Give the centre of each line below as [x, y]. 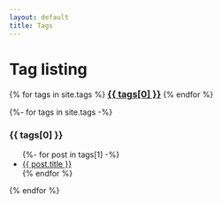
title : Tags [31, 26]
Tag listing [49, 69]
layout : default [39, 17]
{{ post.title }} [47, 163]
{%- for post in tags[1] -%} [71, 154]
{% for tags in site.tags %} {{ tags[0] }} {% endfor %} [111, 94]
